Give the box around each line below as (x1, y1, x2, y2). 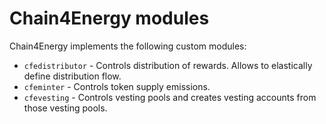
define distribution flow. (23, 70, 122, 82)
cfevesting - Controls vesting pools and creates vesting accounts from (23, 91, 317, 103)
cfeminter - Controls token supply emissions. (23, 80, 211, 92)
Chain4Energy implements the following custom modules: (9, 40, 247, 52)
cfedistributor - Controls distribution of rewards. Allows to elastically (23, 59, 313, 71)
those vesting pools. (23, 102, 108, 114)
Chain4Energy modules (9, 7, 210, 30)
